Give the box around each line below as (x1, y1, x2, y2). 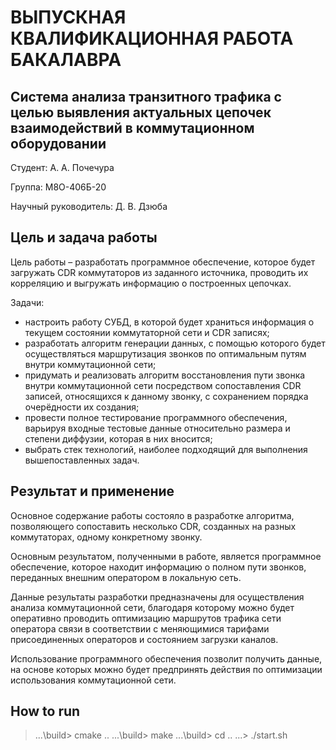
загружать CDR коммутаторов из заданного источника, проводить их (10, 266, 309, 278)
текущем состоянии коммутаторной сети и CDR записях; (24, 326, 270, 338)
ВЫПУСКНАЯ (10, 6, 127, 29)
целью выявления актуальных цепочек (10, 104, 272, 121)
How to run (10, 703, 81, 720)
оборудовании (10, 135, 107, 152)
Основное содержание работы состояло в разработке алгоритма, (10, 509, 295, 521)
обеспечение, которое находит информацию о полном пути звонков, (10, 561, 307, 573)
